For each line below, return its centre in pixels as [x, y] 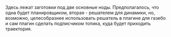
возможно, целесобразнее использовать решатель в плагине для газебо [85, 18]
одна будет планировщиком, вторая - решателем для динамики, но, [80, 13]
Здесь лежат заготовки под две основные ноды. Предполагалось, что [82, 7]
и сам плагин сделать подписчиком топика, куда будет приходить [78, 23]
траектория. [19, 29]
